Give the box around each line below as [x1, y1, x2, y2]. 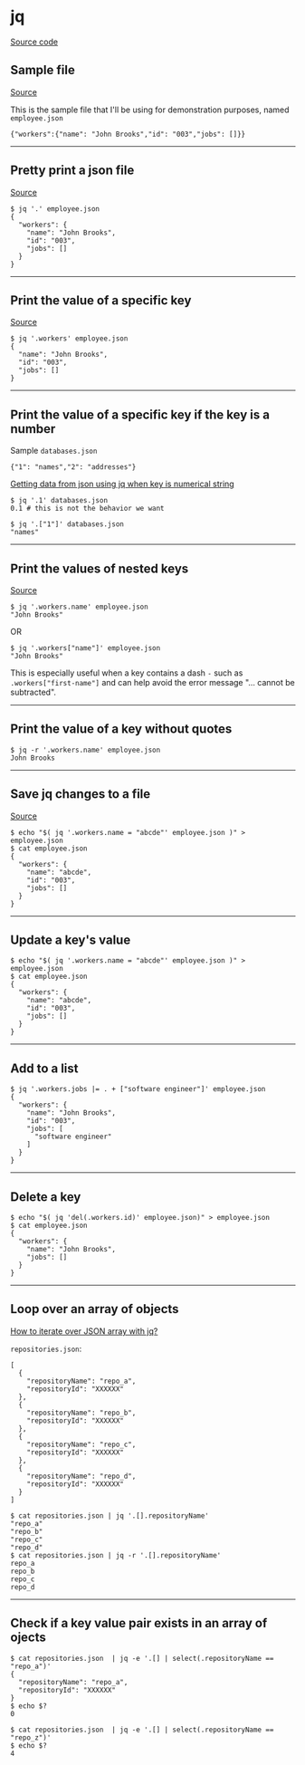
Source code [10, 36, 58, 47]
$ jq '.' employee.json [10, 204, 100, 214]
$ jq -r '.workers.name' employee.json [10, 745, 161, 754]
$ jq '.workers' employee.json [10, 334, 129, 343]
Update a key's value [10, 933, 131, 948]
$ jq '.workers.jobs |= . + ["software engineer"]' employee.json [10, 1085, 266, 1094]
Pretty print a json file [10, 163, 135, 178]
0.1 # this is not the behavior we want [10, 504, 166, 513]
